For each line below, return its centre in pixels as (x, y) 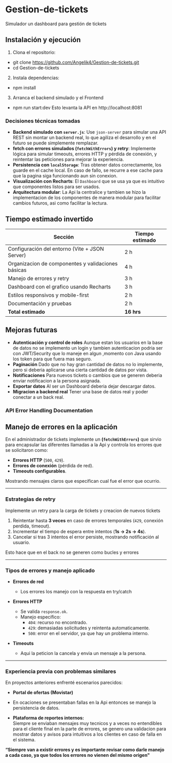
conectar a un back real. (38, 397)
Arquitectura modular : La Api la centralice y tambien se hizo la (79, 192)
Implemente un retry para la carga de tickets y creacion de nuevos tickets (83, 511)
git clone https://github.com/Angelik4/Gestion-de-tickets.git (76, 62)
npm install (24, 87)
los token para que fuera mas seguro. (52, 359)
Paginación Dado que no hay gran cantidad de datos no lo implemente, (88, 364)
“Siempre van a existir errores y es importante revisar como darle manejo (85, 750)
